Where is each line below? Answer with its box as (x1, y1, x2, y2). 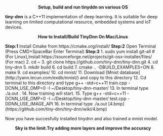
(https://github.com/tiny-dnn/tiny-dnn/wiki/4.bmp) (5, 106, 107, 112)
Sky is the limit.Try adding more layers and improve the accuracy (15, 125, 151, 131)
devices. (5, 24, 23, 30)
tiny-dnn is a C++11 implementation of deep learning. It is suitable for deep (5, 14, 158, 19)
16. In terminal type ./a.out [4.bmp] (54, 101, 124, 106)
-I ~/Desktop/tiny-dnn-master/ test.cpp (46, 96, 127, 102)
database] (119, 69, 141, 75)
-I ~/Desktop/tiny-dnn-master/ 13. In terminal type (46, 85, 149, 91)
